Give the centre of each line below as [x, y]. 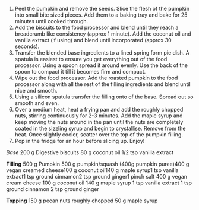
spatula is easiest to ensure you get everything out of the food [91, 59]
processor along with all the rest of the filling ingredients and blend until [103, 84]
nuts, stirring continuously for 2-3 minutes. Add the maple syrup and [99, 116]
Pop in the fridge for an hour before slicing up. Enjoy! [80, 141]
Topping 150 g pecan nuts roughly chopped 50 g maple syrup [82, 201]
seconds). [27, 46]
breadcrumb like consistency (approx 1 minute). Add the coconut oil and [103, 34]
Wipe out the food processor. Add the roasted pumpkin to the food [96, 78]
